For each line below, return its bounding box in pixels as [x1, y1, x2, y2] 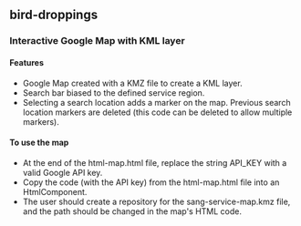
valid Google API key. [22, 167, 103, 178]
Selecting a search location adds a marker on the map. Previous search [22, 97, 291, 108]
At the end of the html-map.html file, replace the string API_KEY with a [22, 157, 287, 168]
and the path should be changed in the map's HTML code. [22, 205, 243, 217]
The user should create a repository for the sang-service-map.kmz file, [22, 196, 291, 207]
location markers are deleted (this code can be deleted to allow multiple [22, 107, 293, 118]
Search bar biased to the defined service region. [22, 87, 205, 98]
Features [9, 56, 44, 67]
